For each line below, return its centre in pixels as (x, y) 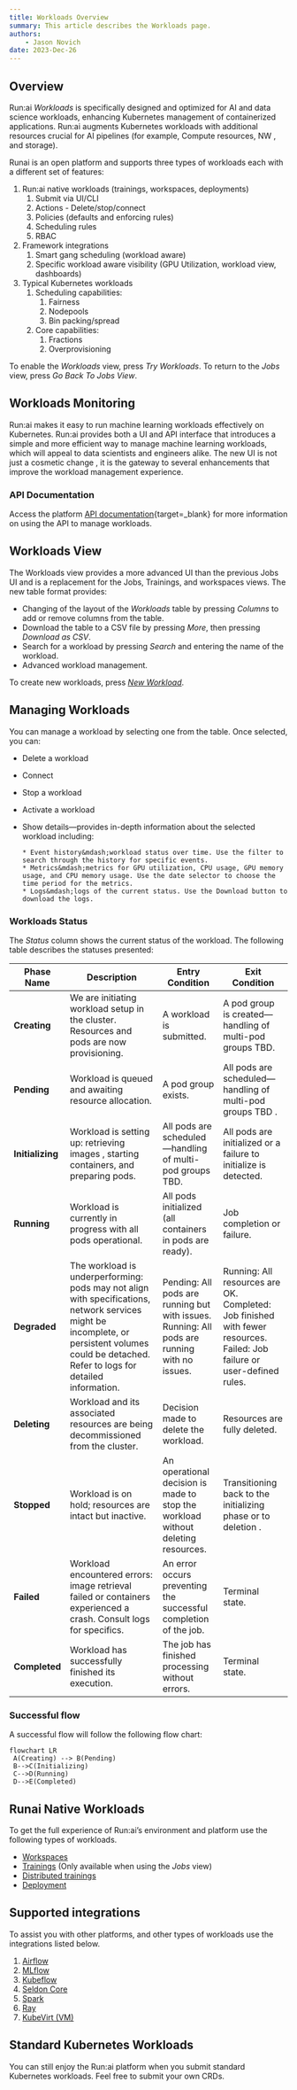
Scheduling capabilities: (79, 292)
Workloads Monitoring (72, 404)
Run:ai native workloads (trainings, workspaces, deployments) (135, 189)
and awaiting (96, 1089)
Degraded (35, 1326)
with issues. (187, 1315)
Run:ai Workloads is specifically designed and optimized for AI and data (140, 107)
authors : (25, 34)
